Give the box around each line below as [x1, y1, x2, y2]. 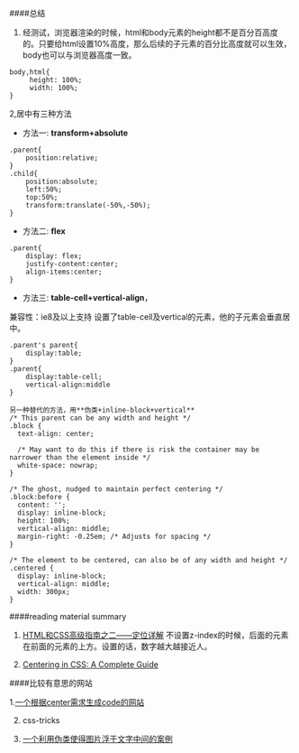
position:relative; [25, 153, 99, 163]
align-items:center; [25, 267, 103, 276]
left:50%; [25, 185, 63, 194]
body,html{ [9, 68, 50, 77]
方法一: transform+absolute [22, 127, 129, 138]
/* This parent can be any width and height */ [9, 414, 192, 423]
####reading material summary [9, 611, 127, 621]
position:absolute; [25, 177, 99, 186]
